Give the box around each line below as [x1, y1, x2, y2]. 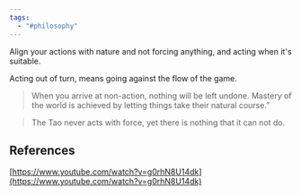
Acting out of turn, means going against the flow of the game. [9, 72, 238, 83]
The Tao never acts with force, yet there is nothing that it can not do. [31, 117, 286, 128]
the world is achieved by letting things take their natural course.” [31, 99, 270, 110]
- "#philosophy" [17, 21, 78, 30]
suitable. [9, 55, 41, 66]
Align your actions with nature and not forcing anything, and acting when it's [9, 46, 292, 56]
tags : [9, 13, 30, 22]
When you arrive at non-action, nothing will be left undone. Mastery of [31, 90, 292, 101]
